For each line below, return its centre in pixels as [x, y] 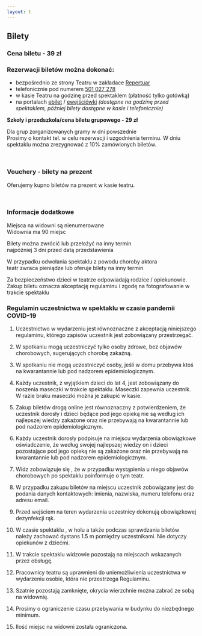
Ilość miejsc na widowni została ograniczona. [72, 627]
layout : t [19, 12]
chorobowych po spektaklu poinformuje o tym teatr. [80, 476]
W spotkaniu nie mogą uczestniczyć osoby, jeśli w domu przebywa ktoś [105, 365]
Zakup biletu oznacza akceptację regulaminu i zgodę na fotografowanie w [98, 286]
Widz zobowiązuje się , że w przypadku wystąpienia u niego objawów [102, 469]
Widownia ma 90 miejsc [36, 231]
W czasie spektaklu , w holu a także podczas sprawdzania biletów [97, 530]
